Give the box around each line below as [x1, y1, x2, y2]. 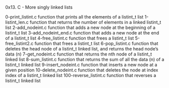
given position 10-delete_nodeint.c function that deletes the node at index [5, 67, 158, 73]
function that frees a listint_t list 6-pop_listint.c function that [34, 40, 158, 46]
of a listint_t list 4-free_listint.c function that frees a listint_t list [5, 35, 134, 41]
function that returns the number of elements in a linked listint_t [29, 19, 161, 25]
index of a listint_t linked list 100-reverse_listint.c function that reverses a [5, 72, 156, 78]
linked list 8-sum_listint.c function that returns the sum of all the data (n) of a [5, 56, 164, 62]
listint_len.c [5, 19, 29, 25]
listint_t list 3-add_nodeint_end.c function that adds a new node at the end [5, 30, 159, 35]
